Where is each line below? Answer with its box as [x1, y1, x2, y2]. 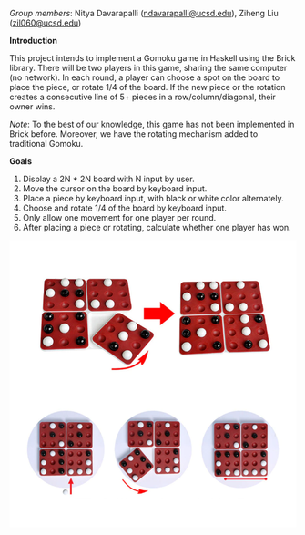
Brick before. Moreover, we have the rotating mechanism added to [9, 129, 259, 139]
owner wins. [9, 101, 56, 112]
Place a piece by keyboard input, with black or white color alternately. [22, 193, 284, 203]
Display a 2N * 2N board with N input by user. [22, 173, 195, 184]
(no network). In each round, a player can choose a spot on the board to [9, 72, 280, 83]
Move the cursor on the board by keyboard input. [22, 183, 208, 194]
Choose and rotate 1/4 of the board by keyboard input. [22, 202, 228, 213]
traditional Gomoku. [9, 139, 84, 149]
